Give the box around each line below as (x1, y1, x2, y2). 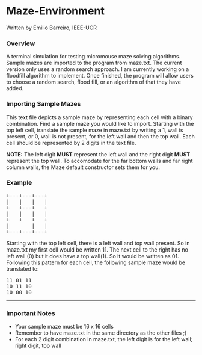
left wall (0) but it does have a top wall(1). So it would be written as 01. (6, 252, 179, 259)
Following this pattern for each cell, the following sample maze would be (6, 259, 185, 266)
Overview (6, 39, 35, 48)
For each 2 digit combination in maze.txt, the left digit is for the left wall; (14, 336, 193, 343)
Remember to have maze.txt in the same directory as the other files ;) (14, 329, 187, 336)
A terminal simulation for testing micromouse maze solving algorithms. (6, 53, 181, 60)
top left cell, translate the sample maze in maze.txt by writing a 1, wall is (6, 126, 183, 134)
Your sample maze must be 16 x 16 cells (14, 323, 114, 330)
